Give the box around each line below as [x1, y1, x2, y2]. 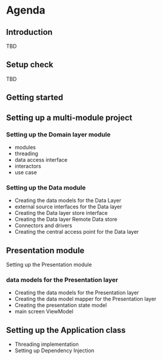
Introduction [6, 27, 53, 37]
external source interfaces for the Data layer [14, 203, 123, 210]
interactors [14, 162, 41, 169]
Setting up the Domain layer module [6, 130, 111, 139]
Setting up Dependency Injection [14, 347, 95, 354]
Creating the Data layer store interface [14, 210, 108, 217]
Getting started [6, 93, 64, 103]
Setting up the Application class [6, 325, 126, 335]
